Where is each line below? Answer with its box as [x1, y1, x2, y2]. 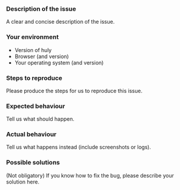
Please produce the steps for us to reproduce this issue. [6, 87, 143, 94]
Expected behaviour [6, 102, 66, 110]
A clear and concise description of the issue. [6, 18, 115, 25]
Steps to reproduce [6, 73, 63, 82]
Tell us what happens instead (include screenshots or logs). [6, 144, 152, 151]
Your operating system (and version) [14, 59, 104, 66]
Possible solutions [6, 159, 60, 167]
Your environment [6, 33, 59, 41]
